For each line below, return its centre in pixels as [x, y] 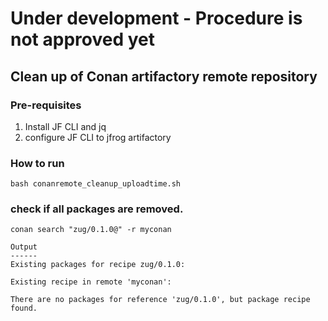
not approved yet [82, 39]
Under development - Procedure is [156, 18]
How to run [37, 163]
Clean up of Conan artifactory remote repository [164, 76]
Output [24, 247]
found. [24, 308]
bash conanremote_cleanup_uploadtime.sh [96, 184]
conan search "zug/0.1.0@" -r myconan [91, 230]
